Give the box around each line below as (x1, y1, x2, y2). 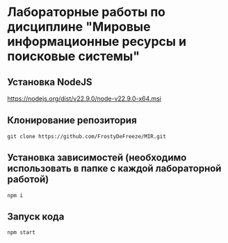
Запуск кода (7, 211, 65, 223)
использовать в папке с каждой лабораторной (7, 162, 222, 174)
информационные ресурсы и (7, 34, 186, 49)
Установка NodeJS (7, 76, 92, 87)
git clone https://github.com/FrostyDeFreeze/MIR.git (7, 133, 167, 140)
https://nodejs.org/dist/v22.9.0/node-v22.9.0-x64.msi (7, 94, 162, 103)
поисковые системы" (7, 49, 140, 65)
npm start (7, 229, 36, 236)
